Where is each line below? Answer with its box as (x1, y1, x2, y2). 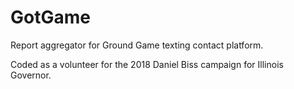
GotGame (10, 6, 91, 29)
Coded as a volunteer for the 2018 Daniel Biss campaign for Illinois (10, 58, 284, 70)
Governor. (10, 69, 52, 81)
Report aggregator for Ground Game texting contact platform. (10, 39, 264, 51)
